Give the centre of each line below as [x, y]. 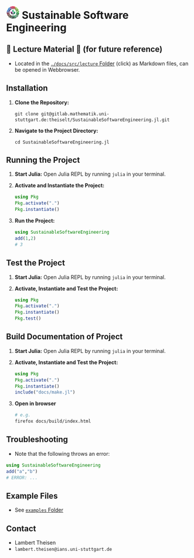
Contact [21, 528]
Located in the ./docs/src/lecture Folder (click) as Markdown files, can [101, 63]
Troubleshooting [37, 440]
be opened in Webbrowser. [47, 69]
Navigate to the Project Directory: [56, 130]
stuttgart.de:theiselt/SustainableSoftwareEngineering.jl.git [92, 120]
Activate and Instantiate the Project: [59, 186]
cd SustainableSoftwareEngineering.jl [62, 142]
